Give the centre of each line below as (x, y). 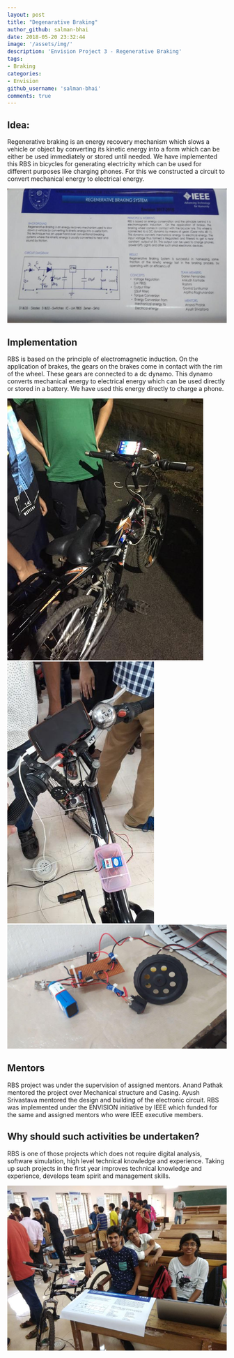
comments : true (29, 96)
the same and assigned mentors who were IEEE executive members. (105, 1114)
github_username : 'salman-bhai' (54, 88)
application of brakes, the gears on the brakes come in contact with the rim (115, 367)
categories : (24, 73)
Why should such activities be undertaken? (103, 1137)
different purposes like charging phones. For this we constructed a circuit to (116, 172)
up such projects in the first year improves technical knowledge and (104, 1168)
